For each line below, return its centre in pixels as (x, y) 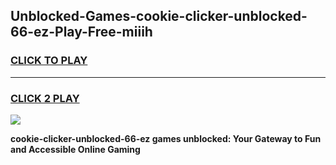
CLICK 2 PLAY (45, 98)
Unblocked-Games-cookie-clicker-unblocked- (159, 16)
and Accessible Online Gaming (75, 149)
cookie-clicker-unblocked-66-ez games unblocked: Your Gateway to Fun (166, 138)
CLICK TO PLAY (49, 61)
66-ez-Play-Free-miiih (81, 32)
